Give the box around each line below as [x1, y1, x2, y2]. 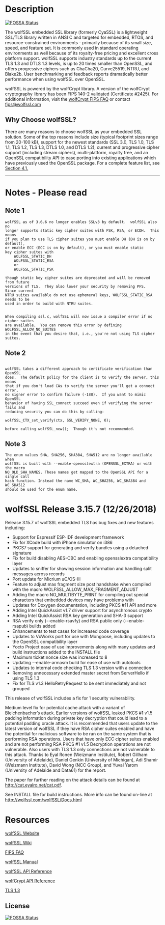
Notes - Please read [5, 187, 87, 198]
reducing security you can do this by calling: [5, 409, 105, 414]
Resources [5, 814, 50, 825]
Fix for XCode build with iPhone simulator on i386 [12, 539, 113, 546]
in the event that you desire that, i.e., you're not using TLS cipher [5, 331, 155, 336]
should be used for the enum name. [5, 487, 78, 492]
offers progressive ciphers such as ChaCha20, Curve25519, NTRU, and [5, 65, 149, 72]
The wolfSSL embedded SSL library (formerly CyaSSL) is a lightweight [5, 29, 147, 35]
